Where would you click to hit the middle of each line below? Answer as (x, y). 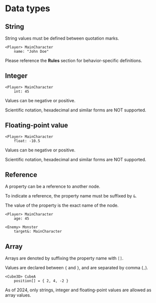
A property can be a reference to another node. (53, 187)
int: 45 (21, 91)
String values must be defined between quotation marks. (62, 38)
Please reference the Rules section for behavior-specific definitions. (74, 61)
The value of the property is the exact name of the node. (62, 205)
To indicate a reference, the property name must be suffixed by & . (71, 196)
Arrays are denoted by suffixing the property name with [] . (64, 258)
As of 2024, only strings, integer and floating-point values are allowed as (78, 290)
